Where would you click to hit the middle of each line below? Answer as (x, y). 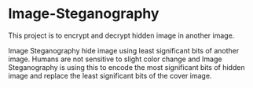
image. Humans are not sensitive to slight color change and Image (115, 59)
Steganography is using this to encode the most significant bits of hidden (126, 67)
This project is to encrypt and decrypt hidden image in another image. (121, 35)
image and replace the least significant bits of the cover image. (110, 75)
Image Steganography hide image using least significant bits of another (124, 50)
